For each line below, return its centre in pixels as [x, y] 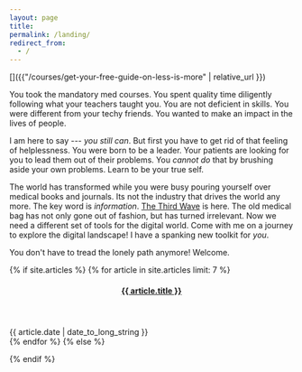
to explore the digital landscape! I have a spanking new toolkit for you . [139, 235]
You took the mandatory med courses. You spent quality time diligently [141, 95]
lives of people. [38, 124]
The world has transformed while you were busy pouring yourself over [140, 187]
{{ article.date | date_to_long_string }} [79, 331]
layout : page [34, 18]
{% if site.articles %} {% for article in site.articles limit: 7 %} [120, 270]
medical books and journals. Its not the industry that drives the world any [145, 197]
